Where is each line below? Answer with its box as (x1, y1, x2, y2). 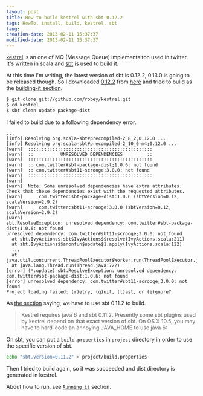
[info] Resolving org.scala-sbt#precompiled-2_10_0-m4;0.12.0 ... (6, 140, 177, 147)
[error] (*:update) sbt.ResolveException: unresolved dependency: (6, 267, 177, 274)
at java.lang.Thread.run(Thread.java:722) (11, 262, 120, 268)
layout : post (6, 8, 39, 15)
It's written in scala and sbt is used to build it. (6, 60, 119, 67)
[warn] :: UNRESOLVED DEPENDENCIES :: (6, 151, 153, 157)
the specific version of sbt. (6, 342, 73, 349)
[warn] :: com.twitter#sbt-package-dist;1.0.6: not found (6, 161, 158, 168)
